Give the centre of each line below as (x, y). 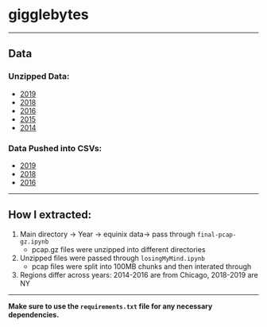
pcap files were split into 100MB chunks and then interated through (141, 266)
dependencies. (34, 314)
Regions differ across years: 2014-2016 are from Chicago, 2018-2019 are (139, 274)
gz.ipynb (34, 241)
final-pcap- (217, 235)
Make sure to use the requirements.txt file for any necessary (110, 306)
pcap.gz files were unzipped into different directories (118, 249)
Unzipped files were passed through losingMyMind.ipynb (112, 258)
